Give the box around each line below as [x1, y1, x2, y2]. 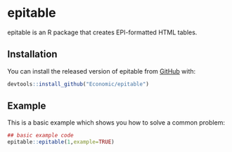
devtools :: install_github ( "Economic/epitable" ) [7, 81, 150, 88]
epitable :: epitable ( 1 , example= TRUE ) [7, 139, 115, 146]
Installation [7, 48, 58, 60]
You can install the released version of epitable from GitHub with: [7, 67, 196, 75]
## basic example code [7, 132, 74, 139]
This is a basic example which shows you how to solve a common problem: [7, 118, 225, 127]
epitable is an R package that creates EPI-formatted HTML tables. [7, 28, 198, 36]
